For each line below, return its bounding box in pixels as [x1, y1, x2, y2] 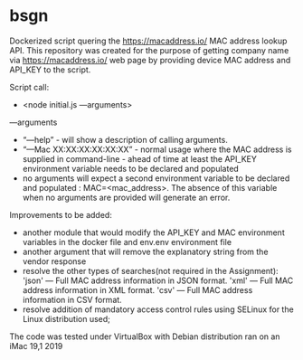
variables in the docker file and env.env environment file [22, 236, 232, 247]
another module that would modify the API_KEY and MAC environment [22, 227, 285, 238]
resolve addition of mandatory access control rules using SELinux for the [22, 304, 294, 315]
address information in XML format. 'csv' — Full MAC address [22, 284, 253, 295]
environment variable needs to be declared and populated [22, 163, 240, 174]
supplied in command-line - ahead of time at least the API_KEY [22, 153, 258, 164]
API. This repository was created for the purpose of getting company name [9, 44, 289, 55]
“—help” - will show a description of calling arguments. [22, 134, 228, 145]
